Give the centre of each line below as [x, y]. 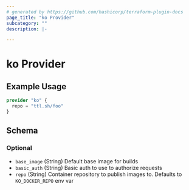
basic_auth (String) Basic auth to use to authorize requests [88, 168]
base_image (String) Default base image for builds [77, 161]
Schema [22, 131]
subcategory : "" [27, 23]
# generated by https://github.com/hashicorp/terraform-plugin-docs [95, 12]
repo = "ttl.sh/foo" [38, 106]
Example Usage [36, 87]
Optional [19, 148]
